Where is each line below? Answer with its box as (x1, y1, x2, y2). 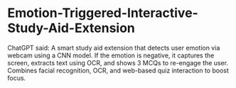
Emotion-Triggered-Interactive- (7, 5, 199, 21)
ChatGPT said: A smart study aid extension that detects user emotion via (7, 43, 220, 52)
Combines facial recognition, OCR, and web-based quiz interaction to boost (7, 66, 230, 75)
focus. (7, 73, 26, 82)
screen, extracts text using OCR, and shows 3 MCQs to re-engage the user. (7, 58, 229, 67)
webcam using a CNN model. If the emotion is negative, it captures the (7, 51, 215, 60)
